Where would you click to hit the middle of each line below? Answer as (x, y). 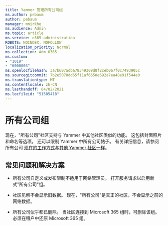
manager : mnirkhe (23, 24)
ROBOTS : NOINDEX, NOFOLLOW (33, 43)
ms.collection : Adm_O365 (31, 52)
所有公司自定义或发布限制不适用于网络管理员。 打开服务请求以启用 (81, 178)
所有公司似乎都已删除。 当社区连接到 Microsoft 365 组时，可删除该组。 (86, 212)
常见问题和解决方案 (35, 165)
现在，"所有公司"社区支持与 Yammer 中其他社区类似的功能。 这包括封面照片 (83, 135)
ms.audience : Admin (26, 29)
